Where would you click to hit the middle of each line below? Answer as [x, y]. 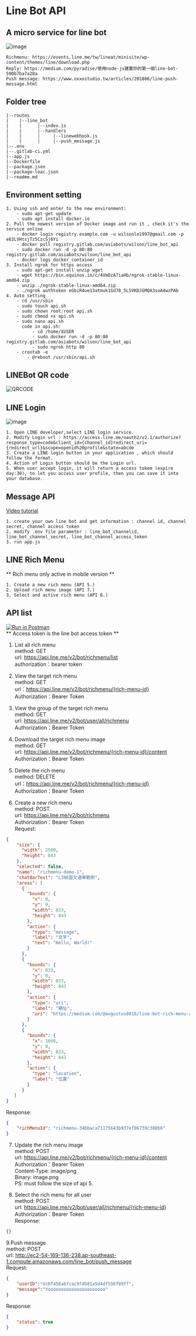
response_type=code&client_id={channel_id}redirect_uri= [77, 443]
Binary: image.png [36, 1177]
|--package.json [26, 166]
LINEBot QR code [38, 375]
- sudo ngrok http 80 [58, 347]
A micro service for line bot [56, 33]
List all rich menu [35, 645]
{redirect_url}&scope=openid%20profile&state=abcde [70, 448]
